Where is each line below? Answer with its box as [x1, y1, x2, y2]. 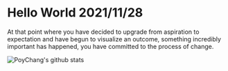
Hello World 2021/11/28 [7, 5, 143, 21]
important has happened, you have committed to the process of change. [7, 42, 214, 50]
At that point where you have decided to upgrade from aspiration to [7, 28, 200, 36]
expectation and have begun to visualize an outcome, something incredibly [7, 34, 222, 43]
